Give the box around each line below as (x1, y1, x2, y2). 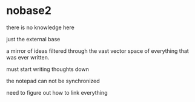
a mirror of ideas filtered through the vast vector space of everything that (6, 47, 189, 55)
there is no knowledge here (6, 24, 74, 31)
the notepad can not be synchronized (6, 77, 100, 84)
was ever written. (6, 53, 50, 61)
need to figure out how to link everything (6, 89, 108, 96)
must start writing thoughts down (6, 65, 89, 73)
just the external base (6, 35, 61, 42)
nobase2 (6, 4, 51, 18)
